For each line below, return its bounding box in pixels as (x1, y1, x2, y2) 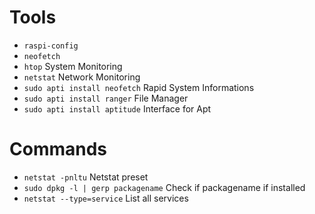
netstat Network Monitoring (23, 71, 141, 83)
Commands (9, 138, 108, 161)
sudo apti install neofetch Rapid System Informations (23, 81, 255, 93)
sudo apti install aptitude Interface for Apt (23, 102, 212, 115)
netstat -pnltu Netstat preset (23, 171, 149, 183)
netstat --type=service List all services (23, 192, 189, 204)
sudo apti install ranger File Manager (23, 92, 189, 104)
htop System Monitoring (23, 60, 123, 72)
